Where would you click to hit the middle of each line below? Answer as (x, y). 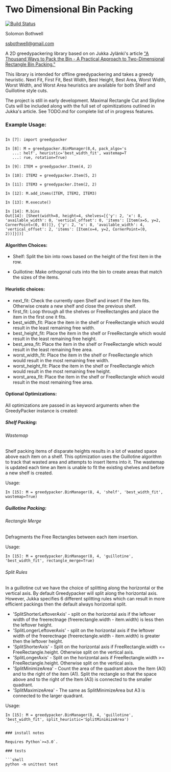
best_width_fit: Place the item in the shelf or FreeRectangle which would (88, 322)
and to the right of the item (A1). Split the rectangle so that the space (84, 674)
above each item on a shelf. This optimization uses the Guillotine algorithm (83, 456)
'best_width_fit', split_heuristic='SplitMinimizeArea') (67, 720)
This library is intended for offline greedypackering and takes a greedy (80, 74)
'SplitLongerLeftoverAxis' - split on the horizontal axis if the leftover (84, 631)
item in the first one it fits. (40, 317)
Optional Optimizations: (31, 394)
